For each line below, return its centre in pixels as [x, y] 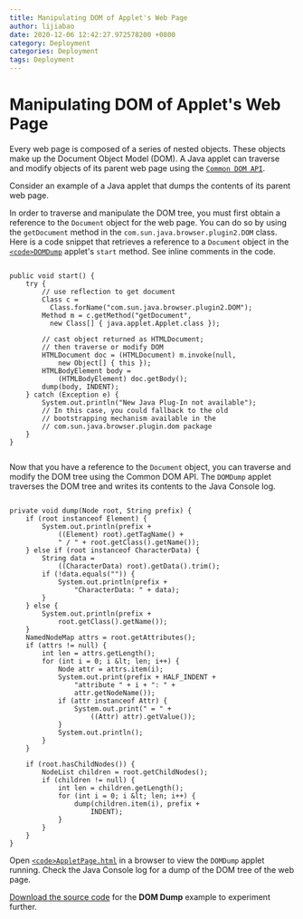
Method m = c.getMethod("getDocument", [117, 315]
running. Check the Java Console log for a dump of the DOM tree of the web [152, 869]
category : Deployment [50, 43]
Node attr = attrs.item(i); [111, 669]
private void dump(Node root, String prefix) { [101, 511]
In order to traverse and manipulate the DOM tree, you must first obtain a [145, 213]
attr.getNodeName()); [114, 693]
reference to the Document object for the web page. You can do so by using [148, 222]
